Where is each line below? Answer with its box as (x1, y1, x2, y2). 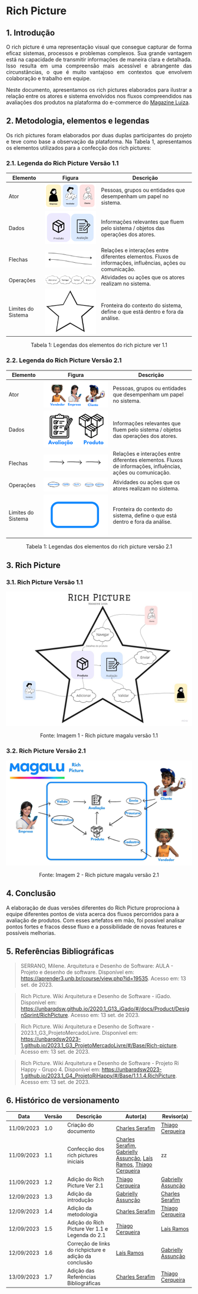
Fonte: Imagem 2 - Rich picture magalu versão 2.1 (39, 871, 159, 878)
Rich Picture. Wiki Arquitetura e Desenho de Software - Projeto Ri (20, 1059, 179, 1066)
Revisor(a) (161, 1112, 189, 1119)
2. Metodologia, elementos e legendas (6, 116, 150, 126)
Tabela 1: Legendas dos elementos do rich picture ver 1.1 (30, 341, 168, 348)
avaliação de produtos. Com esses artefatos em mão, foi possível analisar (6, 917, 186, 924)
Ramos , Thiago (115, 1161, 153, 1168)
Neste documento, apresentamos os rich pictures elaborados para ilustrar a (6, 86, 192, 93)
